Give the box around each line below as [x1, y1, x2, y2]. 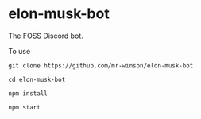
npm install [8, 89, 48, 98]
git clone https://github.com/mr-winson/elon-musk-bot [8, 61, 194, 70]
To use [8, 46, 31, 56]
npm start [8, 103, 41, 111]
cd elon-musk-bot [8, 75, 66, 83]
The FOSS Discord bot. [8, 31, 83, 40]
